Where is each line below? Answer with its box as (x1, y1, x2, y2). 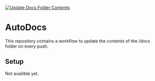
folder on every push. (5, 43, 49, 49)
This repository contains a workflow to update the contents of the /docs (5, 38, 151, 44)
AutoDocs (5, 22, 47, 33)
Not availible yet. (5, 70, 39, 76)
